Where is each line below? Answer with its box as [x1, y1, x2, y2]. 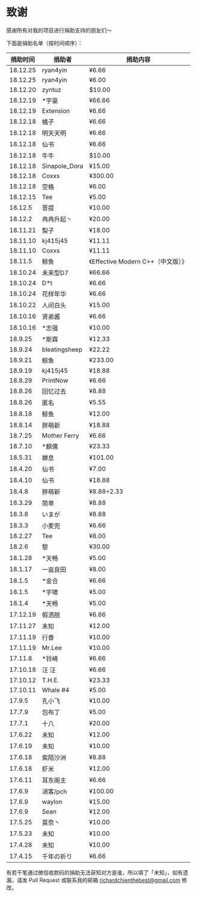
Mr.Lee [42, 643, 62, 652]
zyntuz [42, 85, 61, 94]
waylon [42, 797, 63, 806]
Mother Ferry [42, 431, 80, 440]
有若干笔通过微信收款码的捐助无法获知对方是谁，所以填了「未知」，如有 [6, 869, 183, 876]
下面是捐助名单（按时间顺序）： [6, 39, 83, 47]
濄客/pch [42, 787, 67, 796]
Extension [42, 106, 70, 115]
